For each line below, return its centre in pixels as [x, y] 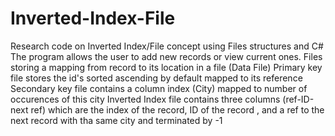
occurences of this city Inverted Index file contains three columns [145, 99]
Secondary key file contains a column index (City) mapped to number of [159, 88]
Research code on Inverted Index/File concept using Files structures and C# [167, 46]
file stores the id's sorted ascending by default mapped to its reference [156, 78]
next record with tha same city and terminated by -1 [116, 120]
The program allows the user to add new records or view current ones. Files [166, 56]
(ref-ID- [298, 99]
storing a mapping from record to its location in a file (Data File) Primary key [166, 67]
